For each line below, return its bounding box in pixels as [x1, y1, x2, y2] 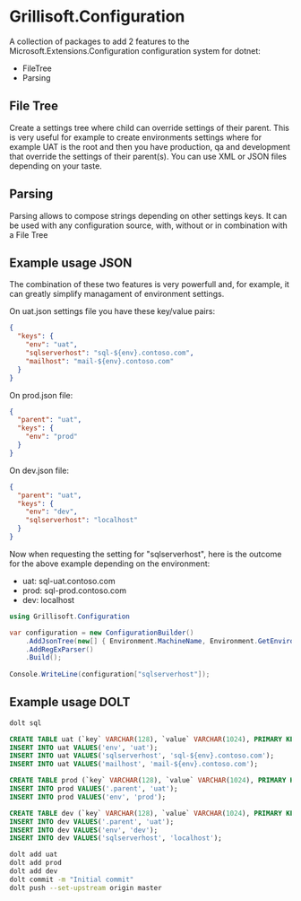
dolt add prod [9, 859, 63, 868]
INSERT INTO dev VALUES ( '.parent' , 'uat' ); [9, 817, 175, 827]
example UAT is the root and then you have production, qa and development [9, 141, 291, 152]
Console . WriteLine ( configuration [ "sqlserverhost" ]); [9, 670, 211, 679]
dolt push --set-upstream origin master [9, 883, 163, 892]
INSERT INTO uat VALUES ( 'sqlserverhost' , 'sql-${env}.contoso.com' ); [9, 751, 275, 760]
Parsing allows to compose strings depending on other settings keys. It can [9, 210, 288, 221]
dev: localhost [21, 594, 74, 605]
